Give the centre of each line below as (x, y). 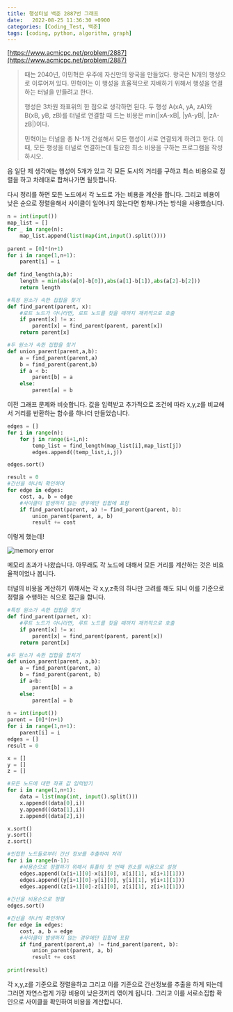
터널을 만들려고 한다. (65, 92)
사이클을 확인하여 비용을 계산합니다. (74, 1002)
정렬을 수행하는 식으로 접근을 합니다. (56, 597)
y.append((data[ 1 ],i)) (53, 810)
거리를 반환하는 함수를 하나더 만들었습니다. (72, 413)
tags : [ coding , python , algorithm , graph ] (70, 33)
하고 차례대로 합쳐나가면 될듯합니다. (68, 180)
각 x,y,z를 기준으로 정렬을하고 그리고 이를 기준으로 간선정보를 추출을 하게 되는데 (115, 984)
